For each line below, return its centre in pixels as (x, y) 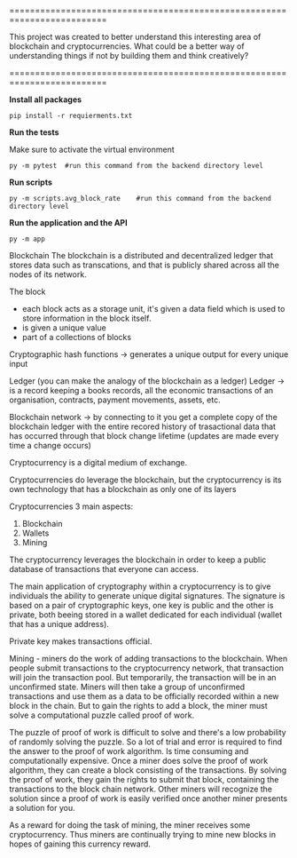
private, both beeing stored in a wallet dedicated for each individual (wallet (145, 615)
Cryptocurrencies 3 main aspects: (71, 506)
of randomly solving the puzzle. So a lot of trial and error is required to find (145, 742)
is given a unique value (64, 328)
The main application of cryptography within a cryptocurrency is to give (140, 586)
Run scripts (31, 182)
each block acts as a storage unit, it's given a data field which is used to (153, 309)
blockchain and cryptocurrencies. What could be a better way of (127, 46)
